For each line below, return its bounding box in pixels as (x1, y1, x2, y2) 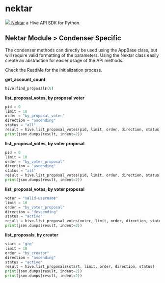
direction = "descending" (5, 209, 58, 214)
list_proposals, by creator (5, 232, 58, 238)
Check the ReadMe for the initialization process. (5, 67, 102, 73)
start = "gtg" (5, 241, 34, 246)
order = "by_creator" (5, 251, 50, 256)
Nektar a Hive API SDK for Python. (11, 20, 81, 26)
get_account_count (5, 77, 46, 82)
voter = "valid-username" (5, 196, 58, 201)
